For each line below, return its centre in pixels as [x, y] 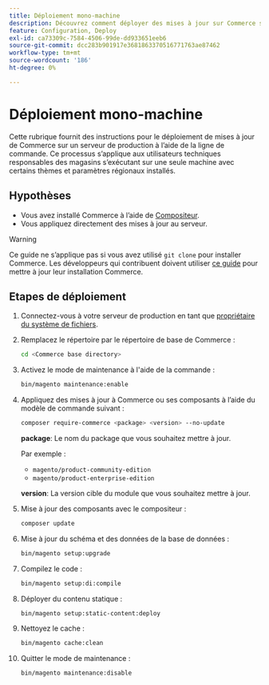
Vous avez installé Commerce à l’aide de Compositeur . [110, 215]
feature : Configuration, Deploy [63, 30]
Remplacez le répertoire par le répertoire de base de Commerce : [128, 340]
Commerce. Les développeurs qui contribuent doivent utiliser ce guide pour [134, 263]
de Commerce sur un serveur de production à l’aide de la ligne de [117, 145]
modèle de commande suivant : [72, 408]
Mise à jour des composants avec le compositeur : [103, 508]
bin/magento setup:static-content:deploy [90, 613]
